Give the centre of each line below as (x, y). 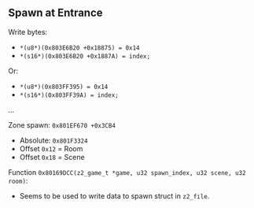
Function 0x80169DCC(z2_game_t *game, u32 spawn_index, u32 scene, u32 (127, 172)
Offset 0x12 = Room (51, 148)
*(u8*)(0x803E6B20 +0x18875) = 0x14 (79, 48)
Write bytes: (28, 32)
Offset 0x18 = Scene (52, 157)
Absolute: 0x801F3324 (53, 140)
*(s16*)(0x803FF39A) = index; (69, 95)
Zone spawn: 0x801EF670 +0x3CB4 (62, 124)
